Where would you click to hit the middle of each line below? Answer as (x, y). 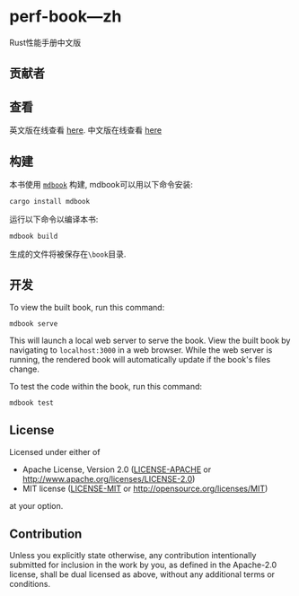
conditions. (30, 584)
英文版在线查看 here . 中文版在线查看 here (86, 130)
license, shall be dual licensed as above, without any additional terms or (142, 574)
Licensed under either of (55, 451)
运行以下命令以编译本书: (54, 219)
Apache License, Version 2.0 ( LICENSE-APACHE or (117, 469)
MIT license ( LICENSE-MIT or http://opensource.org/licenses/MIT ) (145, 488)
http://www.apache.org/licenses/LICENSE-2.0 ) (109, 478)
